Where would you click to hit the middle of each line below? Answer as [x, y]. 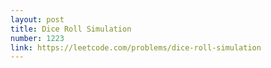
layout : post [37, 19]
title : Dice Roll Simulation [71, 29]
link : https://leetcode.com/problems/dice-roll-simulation [136, 47]
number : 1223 [37, 38]
